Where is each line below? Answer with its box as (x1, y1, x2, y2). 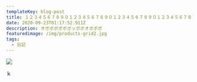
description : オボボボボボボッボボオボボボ (6, 25, 102, 31)
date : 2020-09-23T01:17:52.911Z (6, 20, 86, 26)
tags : (6, 36, 20, 42)
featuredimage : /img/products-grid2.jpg (6, 31, 108, 37)
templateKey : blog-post (6, 8, 65, 15)
